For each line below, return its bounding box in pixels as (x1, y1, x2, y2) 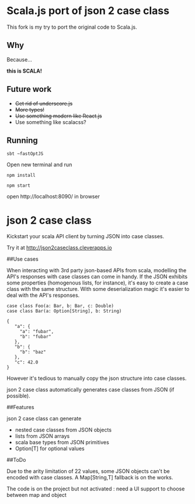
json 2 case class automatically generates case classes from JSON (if (6, 386, 175, 393)
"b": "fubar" (19, 334, 51, 340)
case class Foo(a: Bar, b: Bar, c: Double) (6, 303, 114, 309)
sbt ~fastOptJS (6, 151, 44, 157)
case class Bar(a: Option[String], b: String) (6, 308, 122, 314)
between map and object (6, 492, 67, 499)
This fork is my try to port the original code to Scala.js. (6, 23, 138, 30)
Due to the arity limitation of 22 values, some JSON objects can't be (6, 468, 170, 475)
